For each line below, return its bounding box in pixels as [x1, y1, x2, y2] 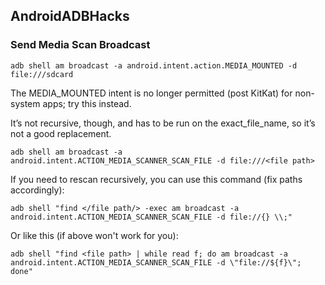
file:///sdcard [10, 69, 74, 79]
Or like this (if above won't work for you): [10, 229, 179, 241]
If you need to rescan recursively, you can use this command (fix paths [10, 173, 303, 185]
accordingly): [10, 184, 65, 196]
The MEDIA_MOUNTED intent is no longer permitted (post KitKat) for [10, 87, 293, 99]
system [10, 97, 41, 109]
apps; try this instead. [42, 97, 132, 109]
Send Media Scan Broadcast [10, 38, 151, 52]
